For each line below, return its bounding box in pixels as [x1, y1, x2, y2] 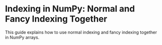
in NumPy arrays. [5, 34, 40, 40]
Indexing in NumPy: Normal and [5, 3, 135, 14]
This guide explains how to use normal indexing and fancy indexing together [5, 29, 157, 35]
